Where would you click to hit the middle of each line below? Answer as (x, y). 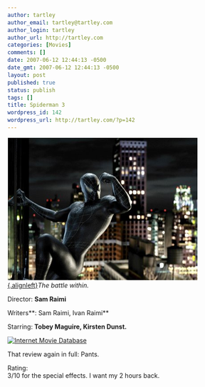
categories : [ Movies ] (40, 45)
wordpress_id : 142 (35, 113)
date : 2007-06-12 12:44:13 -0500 (57, 60)
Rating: (18, 368)
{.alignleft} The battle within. (48, 285)
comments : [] (27, 53)
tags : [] (20, 97)
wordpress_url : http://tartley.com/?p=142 (71, 120)
